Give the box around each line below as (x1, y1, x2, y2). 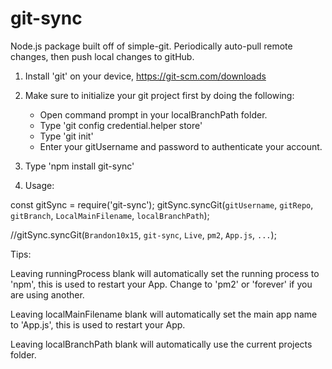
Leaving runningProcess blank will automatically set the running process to (10, 267, 320, 279)
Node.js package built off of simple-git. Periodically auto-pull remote (10, 40, 293, 52)
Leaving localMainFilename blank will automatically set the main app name (10, 308, 318, 320)
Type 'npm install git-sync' (24, 160, 135, 172)
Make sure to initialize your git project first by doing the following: (24, 89, 295, 101)
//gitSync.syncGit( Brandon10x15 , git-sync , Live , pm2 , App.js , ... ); (10, 228, 277, 241)
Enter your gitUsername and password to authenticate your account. (39, 140, 323, 152)
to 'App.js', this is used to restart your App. (10, 318, 186, 331)
